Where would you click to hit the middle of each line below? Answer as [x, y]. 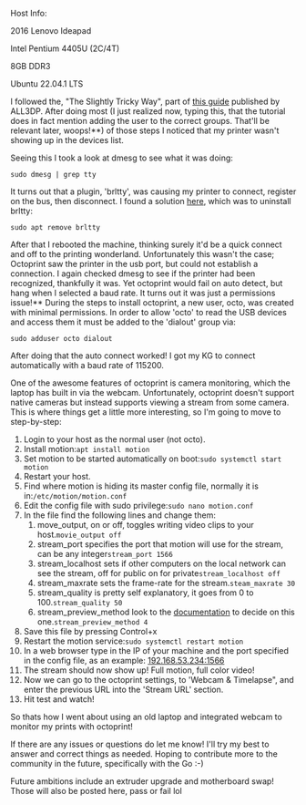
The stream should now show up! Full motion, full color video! [139, 670]
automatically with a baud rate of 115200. [87, 365]
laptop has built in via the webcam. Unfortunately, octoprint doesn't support [153, 392]
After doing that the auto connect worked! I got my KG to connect [133, 356]
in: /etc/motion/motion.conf [75, 495]
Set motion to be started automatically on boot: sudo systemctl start [153, 459]
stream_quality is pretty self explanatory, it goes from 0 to [145, 593]
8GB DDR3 [31, 66]
